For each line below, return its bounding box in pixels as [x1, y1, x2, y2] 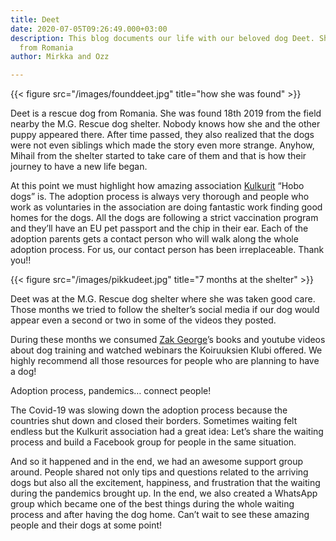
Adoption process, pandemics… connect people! [10, 385, 212, 397]
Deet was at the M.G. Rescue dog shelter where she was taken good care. [10, 293, 316, 305]
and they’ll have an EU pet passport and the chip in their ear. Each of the [10, 222, 309, 235]
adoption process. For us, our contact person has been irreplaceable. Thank [10, 244, 325, 256]
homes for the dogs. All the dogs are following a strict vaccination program [10, 212, 319, 224]
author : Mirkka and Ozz [10, 52, 110, 62]
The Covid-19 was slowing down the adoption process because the [10, 404, 288, 416]
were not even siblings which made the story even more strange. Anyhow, [10, 139, 315, 151]
